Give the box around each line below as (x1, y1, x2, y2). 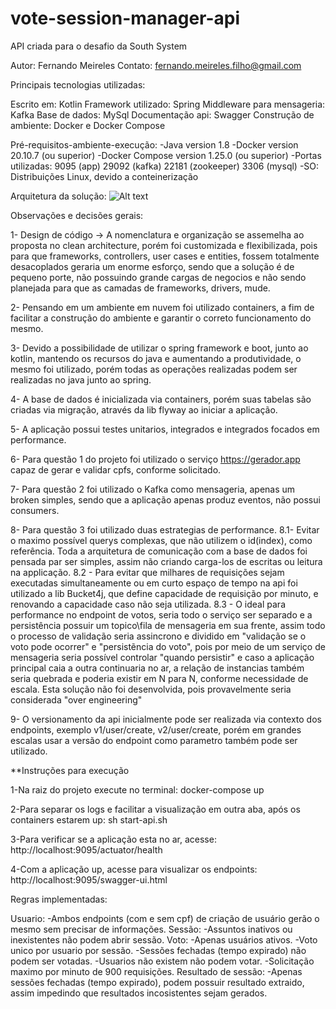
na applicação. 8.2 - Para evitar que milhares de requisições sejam (10, 566, 285, 578)
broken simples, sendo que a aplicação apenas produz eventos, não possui (10, 493, 321, 506)
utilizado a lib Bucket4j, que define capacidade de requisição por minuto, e (10, 587, 319, 599)
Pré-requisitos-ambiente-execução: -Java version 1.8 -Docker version (10, 138, 299, 151)
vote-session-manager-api (10, 7, 241, 30)
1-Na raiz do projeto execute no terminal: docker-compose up (10, 783, 265, 796)
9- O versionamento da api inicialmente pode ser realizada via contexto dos (10, 713, 322, 725)
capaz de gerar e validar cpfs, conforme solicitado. (10, 463, 222, 476)
